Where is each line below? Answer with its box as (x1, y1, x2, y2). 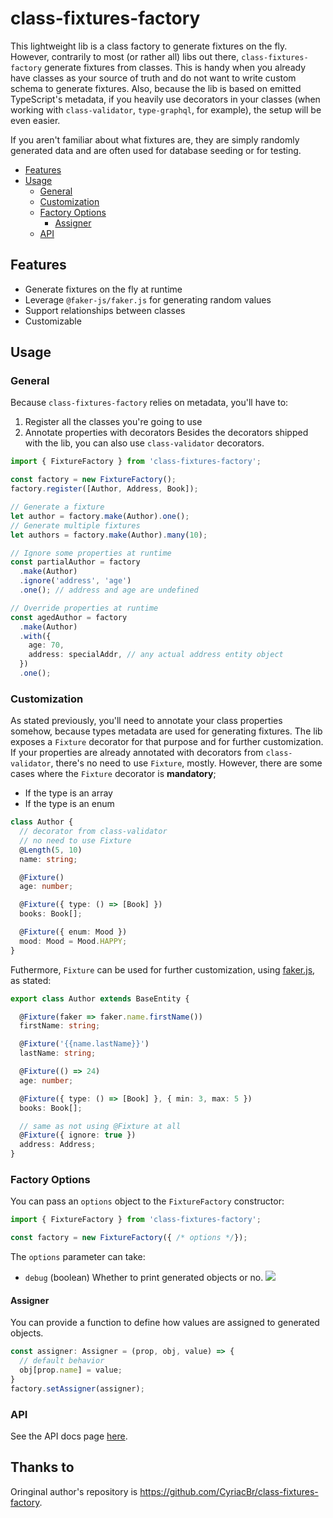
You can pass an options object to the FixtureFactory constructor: (10, 1195, 285, 1207)
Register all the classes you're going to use (24, 416, 203, 428)
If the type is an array (24, 787, 113, 799)
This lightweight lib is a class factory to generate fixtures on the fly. (10, 40, 288, 52)
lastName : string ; (19, 1048, 97, 1059)
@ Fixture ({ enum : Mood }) (19, 927, 128, 937)
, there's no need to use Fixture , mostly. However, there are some (50, 757, 323, 769)
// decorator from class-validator (19, 827, 168, 837)
